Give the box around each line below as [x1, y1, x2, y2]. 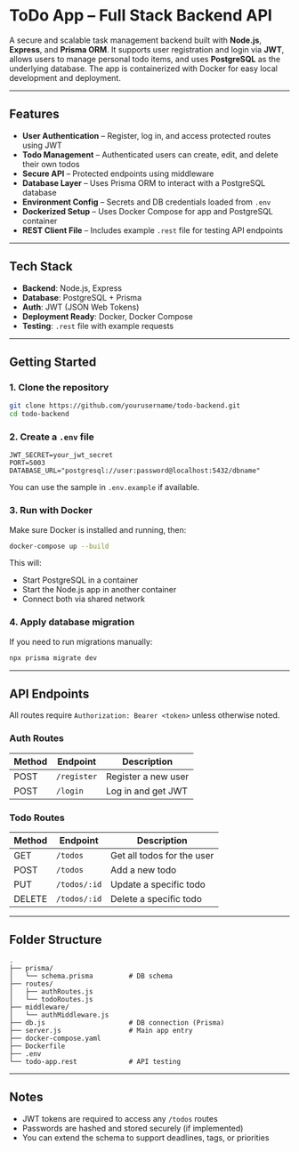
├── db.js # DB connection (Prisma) [9, 1018, 225, 1027]
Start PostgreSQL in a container [21, 575, 139, 585]
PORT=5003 [9, 459, 46, 468]
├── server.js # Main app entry [9, 1026, 193, 1035]
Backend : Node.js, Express [21, 282, 123, 294]
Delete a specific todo [110, 893, 202, 906]
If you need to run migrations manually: [9, 636, 153, 647]
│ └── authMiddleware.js [9, 1011, 109, 1019]
